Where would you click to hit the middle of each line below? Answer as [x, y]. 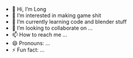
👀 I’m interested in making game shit [56, 15]
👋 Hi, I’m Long [29, 9]
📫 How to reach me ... [39, 35]
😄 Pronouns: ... [31, 43]
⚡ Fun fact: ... [28, 50]
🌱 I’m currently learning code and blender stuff [69, 22]
